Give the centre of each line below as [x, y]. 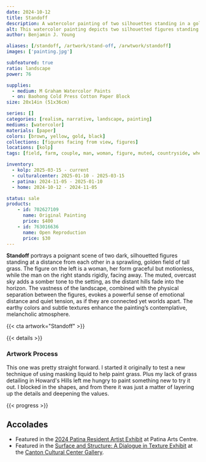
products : [19, 204]
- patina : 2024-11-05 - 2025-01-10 [57, 182]
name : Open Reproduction [54, 233]
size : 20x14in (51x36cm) [38, 102]
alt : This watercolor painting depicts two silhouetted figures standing [103, 29]
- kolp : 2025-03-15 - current [50, 170]
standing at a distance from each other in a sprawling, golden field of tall [98, 262]
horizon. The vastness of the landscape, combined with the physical [93, 288]
